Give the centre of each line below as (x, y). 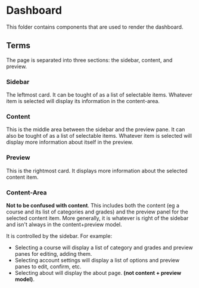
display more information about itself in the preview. (70, 142)
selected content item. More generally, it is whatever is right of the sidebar (97, 218)
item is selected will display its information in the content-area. (83, 101)
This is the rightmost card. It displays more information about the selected (97, 171)
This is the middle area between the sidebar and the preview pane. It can (96, 129)
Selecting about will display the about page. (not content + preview (98, 272)
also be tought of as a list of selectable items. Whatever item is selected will (99, 136)
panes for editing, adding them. (53, 253)
